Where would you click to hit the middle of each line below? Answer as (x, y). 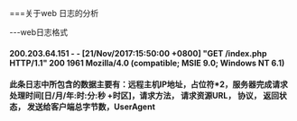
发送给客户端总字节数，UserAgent (91, 107)
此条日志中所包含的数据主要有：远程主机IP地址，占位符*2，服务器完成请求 (149, 84)
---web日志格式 (39, 32)
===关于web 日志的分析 (54, 13)
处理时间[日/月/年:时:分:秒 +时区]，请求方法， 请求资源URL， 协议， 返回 (144, 96)
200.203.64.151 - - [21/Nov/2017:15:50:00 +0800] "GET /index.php (139, 53)
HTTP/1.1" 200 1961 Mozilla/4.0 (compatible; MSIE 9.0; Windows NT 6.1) (147, 63)
